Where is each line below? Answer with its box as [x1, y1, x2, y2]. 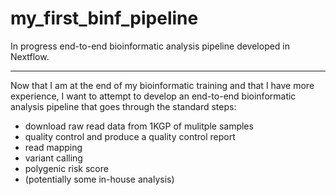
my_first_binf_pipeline [10, 7, 199, 30]
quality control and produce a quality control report [24, 130, 236, 142]
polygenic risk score [24, 162, 109, 174]
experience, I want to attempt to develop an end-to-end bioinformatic [10, 90, 297, 102]
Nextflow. [10, 50, 50, 62]
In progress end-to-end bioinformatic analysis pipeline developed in [10, 40, 291, 52]
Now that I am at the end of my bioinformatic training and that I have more [10, 79, 315, 91]
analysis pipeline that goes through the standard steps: [10, 100, 237, 112]
